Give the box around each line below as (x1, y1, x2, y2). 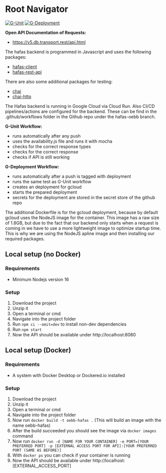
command (12, 433, 33, 439)
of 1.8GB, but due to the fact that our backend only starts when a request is (5, 220, 159, 226)
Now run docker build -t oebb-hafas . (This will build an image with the (12, 417, 162, 423)
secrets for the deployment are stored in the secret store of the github (12, 194, 155, 200)
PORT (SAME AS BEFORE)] (12, 448, 62, 453)
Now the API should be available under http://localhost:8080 (12, 331, 136, 337)
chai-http (12, 93, 31, 99)
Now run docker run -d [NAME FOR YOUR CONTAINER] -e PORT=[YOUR (12, 438, 149, 444)
